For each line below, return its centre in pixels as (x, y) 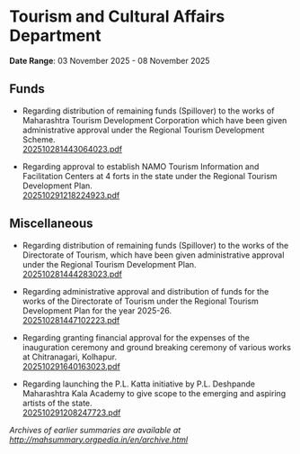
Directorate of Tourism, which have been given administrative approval (153, 255)
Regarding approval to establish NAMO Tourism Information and (141, 166)
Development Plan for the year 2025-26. (97, 310)
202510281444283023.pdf (72, 274)
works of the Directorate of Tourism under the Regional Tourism (140, 301)
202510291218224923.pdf (71, 195)
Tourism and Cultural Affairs (117, 17)
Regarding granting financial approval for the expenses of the (136, 337)
